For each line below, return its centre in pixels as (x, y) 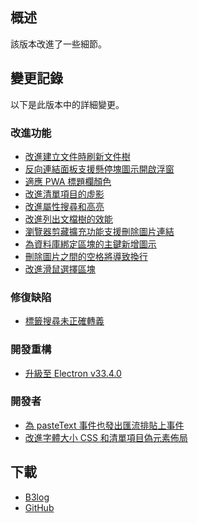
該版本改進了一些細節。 (58, 44)
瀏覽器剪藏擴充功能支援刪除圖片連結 (99, 231)
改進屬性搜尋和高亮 (64, 206)
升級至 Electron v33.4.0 (73, 373)
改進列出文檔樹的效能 (68, 219)
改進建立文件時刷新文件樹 (77, 156)
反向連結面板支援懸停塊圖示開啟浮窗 (99, 169)
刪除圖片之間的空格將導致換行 (86, 256)
